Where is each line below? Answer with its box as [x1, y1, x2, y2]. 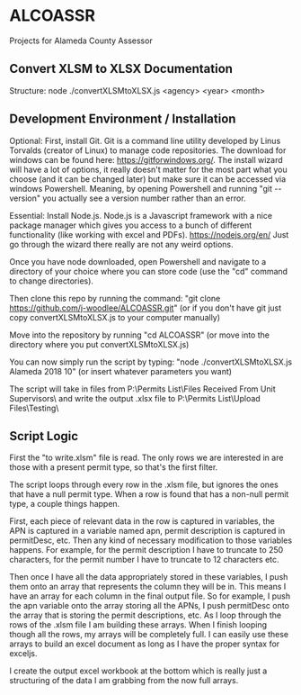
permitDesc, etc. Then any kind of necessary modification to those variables [9, 535, 293, 546]
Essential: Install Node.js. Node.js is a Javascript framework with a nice [9, 210, 272, 221]
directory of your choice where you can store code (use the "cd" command [9, 266, 288, 276]
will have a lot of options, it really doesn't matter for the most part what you [9, 164, 288, 175]
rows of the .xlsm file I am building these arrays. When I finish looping [9, 619, 268, 630]
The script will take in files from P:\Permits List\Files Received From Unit [9, 384, 276, 394]
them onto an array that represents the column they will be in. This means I [9, 582, 287, 592]
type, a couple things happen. [9, 499, 120, 510]
